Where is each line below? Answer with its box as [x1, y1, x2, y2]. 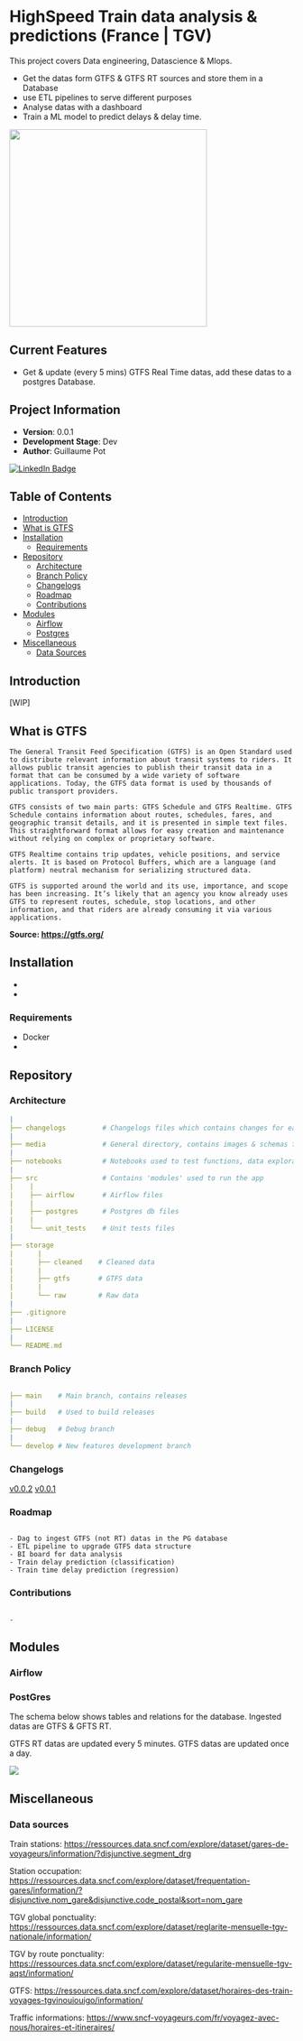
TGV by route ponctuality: [9, 1948, 106, 1959]
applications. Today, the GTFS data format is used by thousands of [9, 779, 272, 788]
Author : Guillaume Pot [22, 445, 106, 457]
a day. [9, 1748, 32, 1759]
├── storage [9, 1241, 54, 1250]
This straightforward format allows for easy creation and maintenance [9, 827, 284, 836]
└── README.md [9, 1342, 63, 1351]
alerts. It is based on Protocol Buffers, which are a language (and [9, 858, 277, 867]
